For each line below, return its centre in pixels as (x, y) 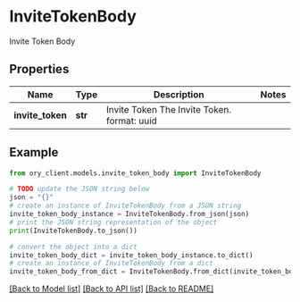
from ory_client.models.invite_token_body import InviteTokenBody (135, 173)
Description (179, 94)
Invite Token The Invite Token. (169, 109)
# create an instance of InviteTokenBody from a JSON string (125, 206)
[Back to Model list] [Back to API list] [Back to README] (112, 289)
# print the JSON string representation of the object (113, 222)
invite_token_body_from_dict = (67, 272)
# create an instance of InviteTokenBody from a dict (112, 264)
